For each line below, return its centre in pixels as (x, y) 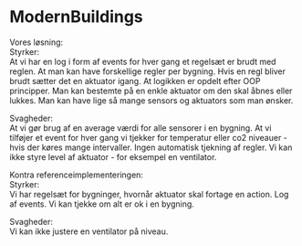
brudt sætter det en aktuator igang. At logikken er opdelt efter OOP (135, 80)
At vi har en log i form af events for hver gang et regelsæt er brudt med (143, 61)
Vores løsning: (36, 42)
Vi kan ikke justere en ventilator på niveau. (89, 231)
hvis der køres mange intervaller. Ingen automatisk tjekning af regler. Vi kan (151, 147)
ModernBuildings (76, 17)
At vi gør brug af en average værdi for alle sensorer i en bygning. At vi (141, 128)
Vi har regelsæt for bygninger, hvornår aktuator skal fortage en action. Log (149, 194)
